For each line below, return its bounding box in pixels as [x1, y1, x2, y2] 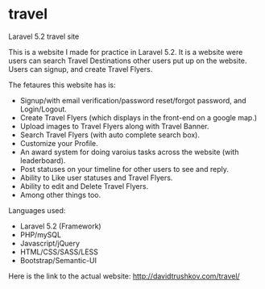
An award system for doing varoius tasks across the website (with [19, 147, 239, 157]
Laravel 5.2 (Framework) [19, 221, 102, 231]
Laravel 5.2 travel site [8, 31, 80, 41]
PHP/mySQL [19, 229, 62, 239]
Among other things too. [19, 190, 101, 199]
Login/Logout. [19, 104, 67, 114]
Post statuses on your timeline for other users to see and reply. [19, 164, 230, 174]
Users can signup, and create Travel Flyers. [8, 64, 153, 73]
